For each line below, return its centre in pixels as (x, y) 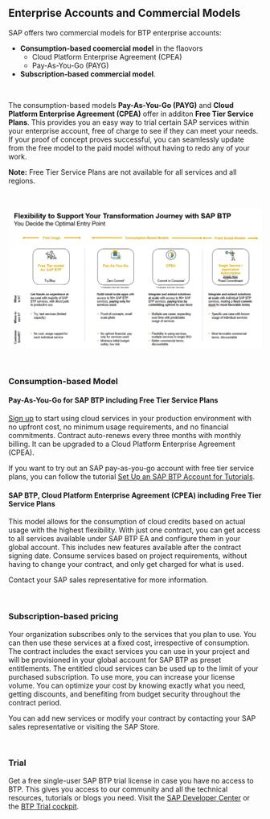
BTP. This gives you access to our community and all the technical (118, 789)
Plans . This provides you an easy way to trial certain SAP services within (129, 122)
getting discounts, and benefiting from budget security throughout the (125, 694)
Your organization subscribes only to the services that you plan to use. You (133, 634)
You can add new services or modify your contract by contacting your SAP (132, 718)
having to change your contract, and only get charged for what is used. (126, 565)
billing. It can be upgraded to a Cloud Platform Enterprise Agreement (122, 444)
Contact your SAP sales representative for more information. (108, 580)
